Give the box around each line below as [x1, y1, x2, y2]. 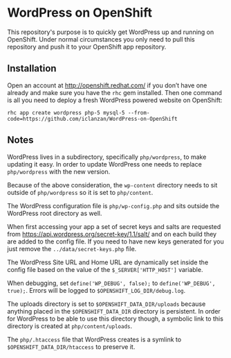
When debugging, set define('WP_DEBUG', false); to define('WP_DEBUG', [7, 279, 216, 287]
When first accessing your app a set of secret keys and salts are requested [7, 222, 221, 230]
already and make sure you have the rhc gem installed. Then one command [7, 88, 223, 96]
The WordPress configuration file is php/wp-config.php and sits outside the [7, 201, 220, 210]
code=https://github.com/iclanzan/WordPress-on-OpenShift [7, 115, 178, 122]
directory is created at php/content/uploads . [7, 321, 133, 330]
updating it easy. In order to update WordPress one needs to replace [7, 160, 202, 168]
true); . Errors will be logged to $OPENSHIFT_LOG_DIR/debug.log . [7, 286, 186, 294]
